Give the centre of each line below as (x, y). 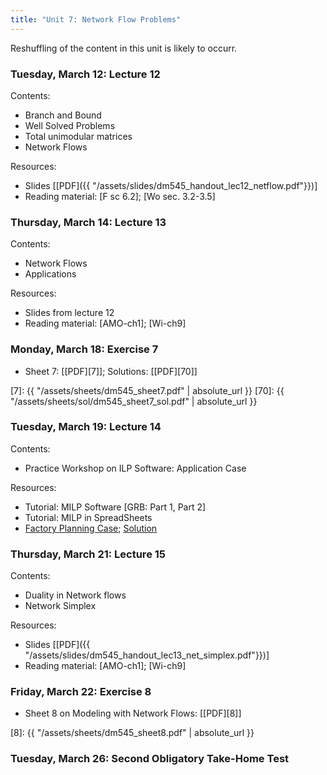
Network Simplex (60, 606)
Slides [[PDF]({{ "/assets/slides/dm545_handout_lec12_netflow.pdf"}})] (171, 185)
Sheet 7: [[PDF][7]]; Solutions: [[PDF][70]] (111, 371)
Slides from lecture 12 (69, 313)
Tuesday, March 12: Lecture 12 (85, 74)
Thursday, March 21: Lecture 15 (88, 554)
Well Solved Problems (70, 125)
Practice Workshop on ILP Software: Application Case (135, 468)
